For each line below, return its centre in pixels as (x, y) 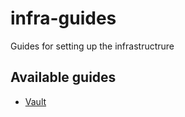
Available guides (63, 77)
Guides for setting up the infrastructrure (92, 46)
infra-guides (63, 18)
